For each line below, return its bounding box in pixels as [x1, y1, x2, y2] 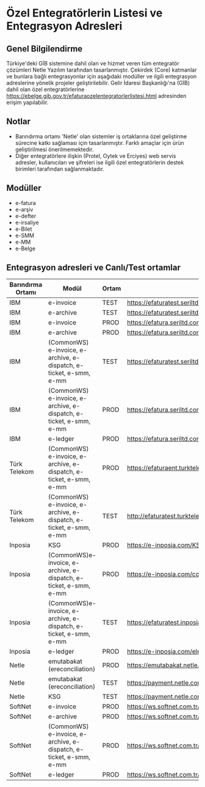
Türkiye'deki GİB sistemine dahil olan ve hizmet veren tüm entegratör [6, 60, 179, 67]
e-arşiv [15, 206, 34, 213]
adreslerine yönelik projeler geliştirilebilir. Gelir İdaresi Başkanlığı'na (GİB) [6, 80, 190, 86]
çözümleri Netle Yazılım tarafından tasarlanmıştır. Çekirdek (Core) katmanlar [6, 66, 197, 73]
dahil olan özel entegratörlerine [6, 86, 85, 93]
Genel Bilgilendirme [6, 43, 83, 54]
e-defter [15, 212, 37, 220]
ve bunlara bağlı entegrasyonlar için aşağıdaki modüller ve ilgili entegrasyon [6, 73, 197, 80]
